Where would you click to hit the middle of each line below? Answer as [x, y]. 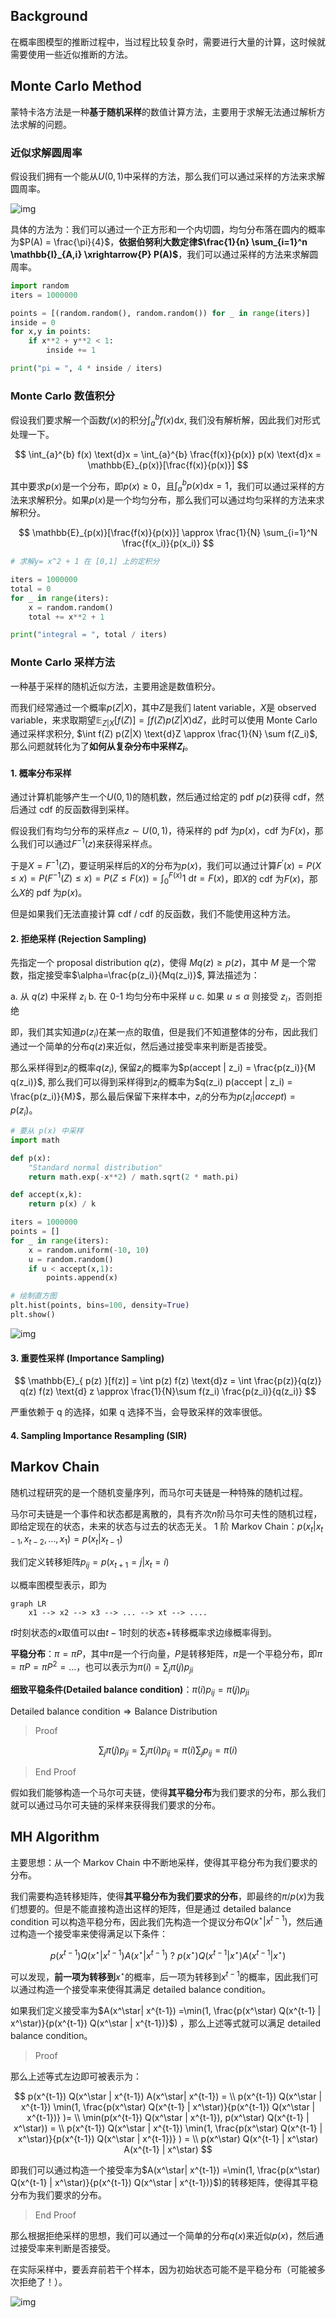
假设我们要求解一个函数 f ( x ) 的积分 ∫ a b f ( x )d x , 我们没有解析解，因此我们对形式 [165, 420]
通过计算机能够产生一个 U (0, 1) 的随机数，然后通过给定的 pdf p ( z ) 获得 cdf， [163, 797]
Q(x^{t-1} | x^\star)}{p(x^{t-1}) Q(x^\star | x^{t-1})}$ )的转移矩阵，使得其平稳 [164, 2182]
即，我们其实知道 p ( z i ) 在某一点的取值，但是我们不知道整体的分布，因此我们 [164, 1033]
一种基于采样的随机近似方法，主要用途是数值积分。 [115, 686]
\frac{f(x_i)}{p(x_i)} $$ [168, 543]
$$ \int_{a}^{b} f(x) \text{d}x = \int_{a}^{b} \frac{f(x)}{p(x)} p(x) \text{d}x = [168, 454]
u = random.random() [71, 1259]
